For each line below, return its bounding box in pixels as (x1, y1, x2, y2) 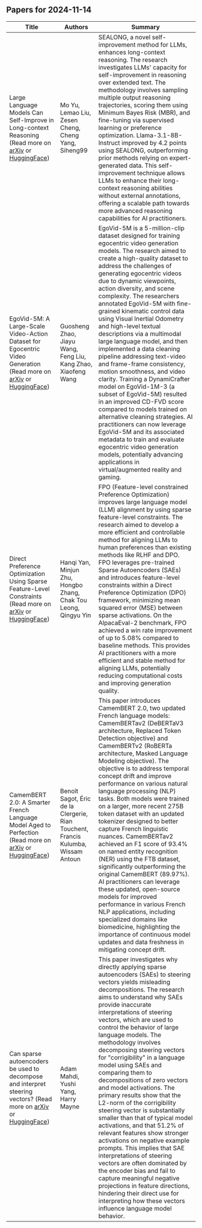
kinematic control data (121, 307, 185, 315)
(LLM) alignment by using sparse (98, 505, 192, 514)
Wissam (60, 847, 83, 855)
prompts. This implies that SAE (98, 1143, 185, 1152)
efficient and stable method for (98, 656, 186, 665)
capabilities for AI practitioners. (98, 214, 187, 222)
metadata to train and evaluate (98, 435, 185, 443)
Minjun (60, 566, 79, 574)
